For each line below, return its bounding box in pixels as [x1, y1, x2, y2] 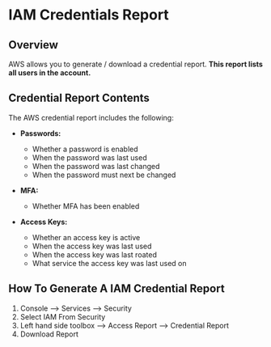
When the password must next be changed [32, 170, 176, 180]
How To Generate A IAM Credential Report [8, 281, 225, 296]
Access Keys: [19, 217, 68, 226]
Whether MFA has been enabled [32, 201, 140, 211]
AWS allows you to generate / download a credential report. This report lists [8, 59, 263, 69]
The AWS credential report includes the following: [8, 112, 174, 122]
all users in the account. [8, 68, 91, 78]
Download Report [19, 329, 79, 339]
